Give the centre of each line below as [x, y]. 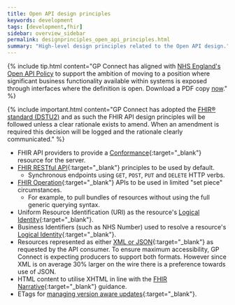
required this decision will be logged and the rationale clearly [95, 132]
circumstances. [40, 190]
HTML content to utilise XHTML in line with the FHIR [92, 279]
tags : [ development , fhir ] [45, 27]
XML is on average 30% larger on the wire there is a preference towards [121, 264]
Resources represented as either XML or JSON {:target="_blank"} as [115, 242]
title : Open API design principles [59, 14]
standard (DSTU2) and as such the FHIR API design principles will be [106, 117]
